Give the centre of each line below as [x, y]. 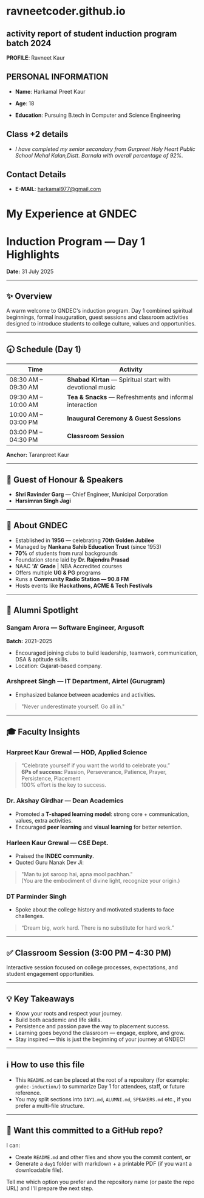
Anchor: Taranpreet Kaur [38, 455]
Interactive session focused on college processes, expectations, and [92, 967]
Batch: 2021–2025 [29, 641]
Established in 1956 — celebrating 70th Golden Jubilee [85, 540]
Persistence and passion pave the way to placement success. [92, 1026]
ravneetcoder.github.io [66, 11]
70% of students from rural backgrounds [66, 553]
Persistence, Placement [51, 778]
